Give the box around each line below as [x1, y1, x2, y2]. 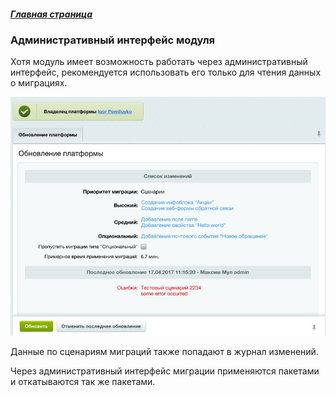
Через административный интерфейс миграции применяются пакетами [10, 365, 320, 377]
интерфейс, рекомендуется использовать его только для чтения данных [10, 66, 322, 79]
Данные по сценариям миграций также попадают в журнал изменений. [10, 345, 319, 357]
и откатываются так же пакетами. [10, 375, 156, 387]
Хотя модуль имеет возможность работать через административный [10, 56, 308, 68]
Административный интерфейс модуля [10, 33, 215, 47]
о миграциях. [10, 77, 68, 89]
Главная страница [10, 8, 93, 20]
